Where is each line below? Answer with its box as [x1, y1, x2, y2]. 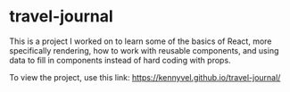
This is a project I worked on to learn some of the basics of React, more [9, 36, 272, 46]
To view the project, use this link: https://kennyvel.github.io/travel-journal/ [9, 71, 281, 82]
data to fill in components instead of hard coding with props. [9, 54, 231, 65]
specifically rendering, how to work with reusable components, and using [9, 45, 279, 55]
